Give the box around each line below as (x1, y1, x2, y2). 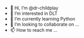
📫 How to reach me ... (10, 27, 58, 33)
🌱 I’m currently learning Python (10, 16, 75, 22)
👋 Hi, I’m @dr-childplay (10, 5, 59, 11)
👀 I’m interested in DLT (10, 10, 58, 16)
